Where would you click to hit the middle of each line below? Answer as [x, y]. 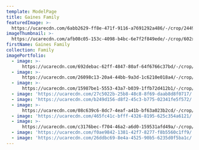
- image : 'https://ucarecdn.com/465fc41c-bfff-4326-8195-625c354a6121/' [103, 116]
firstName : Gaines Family [38, 45]
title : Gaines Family [33, 17]
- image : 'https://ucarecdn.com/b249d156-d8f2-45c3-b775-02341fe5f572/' [103, 99]
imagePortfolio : [26, 56]
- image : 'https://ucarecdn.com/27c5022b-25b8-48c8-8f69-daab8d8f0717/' [103, 94]
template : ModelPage [32, 12]
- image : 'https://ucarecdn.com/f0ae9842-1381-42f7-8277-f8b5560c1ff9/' [103, 133]
